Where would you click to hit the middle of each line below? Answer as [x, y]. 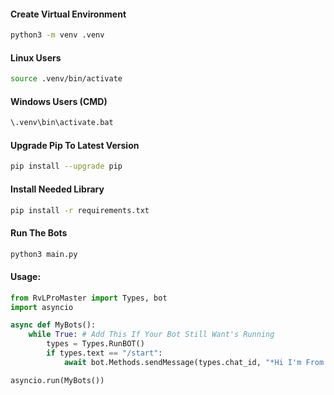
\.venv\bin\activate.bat [62, 123]
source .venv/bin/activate [66, 79]
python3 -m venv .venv [57, 35]
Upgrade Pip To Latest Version [75, 145]
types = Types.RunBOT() [95, 344]
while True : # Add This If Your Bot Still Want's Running [151, 335]
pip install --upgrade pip [66, 166]
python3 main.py [44, 254]
